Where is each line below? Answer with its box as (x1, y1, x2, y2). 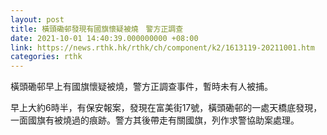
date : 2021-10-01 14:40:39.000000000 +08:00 (10, 33, 199, 43)
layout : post (10, 14, 65, 25)
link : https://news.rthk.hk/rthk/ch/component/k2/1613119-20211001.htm (10, 42, 315, 53)
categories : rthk (10, 52, 83, 62)
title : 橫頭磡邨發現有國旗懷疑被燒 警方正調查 (10, 24, 184, 34)
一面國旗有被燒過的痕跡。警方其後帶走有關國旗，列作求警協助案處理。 (10, 114, 300, 126)
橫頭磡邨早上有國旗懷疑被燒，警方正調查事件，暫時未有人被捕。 (10, 81, 273, 93)
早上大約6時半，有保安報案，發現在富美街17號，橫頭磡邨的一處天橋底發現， (10, 102, 323, 114)
